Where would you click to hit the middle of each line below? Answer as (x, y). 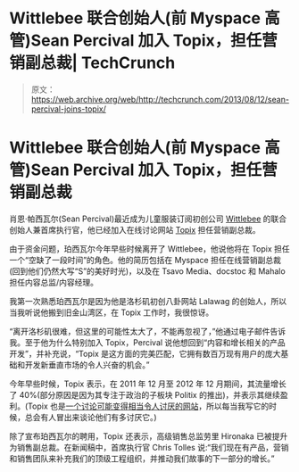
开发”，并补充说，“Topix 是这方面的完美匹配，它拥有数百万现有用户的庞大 (145, 353)
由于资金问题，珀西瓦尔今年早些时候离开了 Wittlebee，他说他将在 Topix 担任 (149, 248)
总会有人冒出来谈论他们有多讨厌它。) (91, 417)
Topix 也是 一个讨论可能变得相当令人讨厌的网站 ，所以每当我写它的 (149, 406)
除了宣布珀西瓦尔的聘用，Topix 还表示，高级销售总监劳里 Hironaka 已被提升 (149, 436)
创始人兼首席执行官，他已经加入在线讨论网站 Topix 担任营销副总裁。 (135, 229)
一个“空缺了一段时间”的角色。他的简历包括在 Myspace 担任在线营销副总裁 (145, 260)
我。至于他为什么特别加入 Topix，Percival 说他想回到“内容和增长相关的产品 (147, 342)
